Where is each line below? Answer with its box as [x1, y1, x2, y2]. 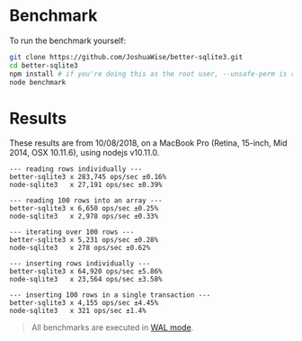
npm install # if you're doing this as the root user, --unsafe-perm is [9, 69, 288, 78]
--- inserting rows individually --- [9, 259, 151, 268]
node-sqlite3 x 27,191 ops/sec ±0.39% [9, 181, 164, 190]
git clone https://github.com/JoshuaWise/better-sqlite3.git [9, 52, 244, 61]
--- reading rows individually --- [9, 165, 143, 174]
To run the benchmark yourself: [9, 35, 127, 46]
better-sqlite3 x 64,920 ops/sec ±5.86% [9, 267, 164, 276]
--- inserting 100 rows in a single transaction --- [9, 291, 211, 300]
